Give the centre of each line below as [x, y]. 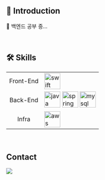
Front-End [24, 81]
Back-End [24, 100]
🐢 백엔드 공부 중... [27, 26]
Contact [21, 157]
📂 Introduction [33, 11]
